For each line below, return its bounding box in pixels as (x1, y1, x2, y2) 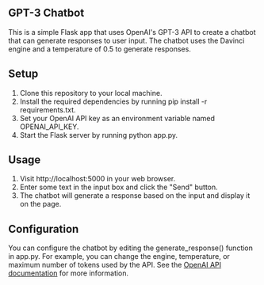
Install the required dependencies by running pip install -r (19, 97, 208, 106)
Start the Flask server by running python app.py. (19, 130, 178, 139)
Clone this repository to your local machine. (19, 88, 163, 97)
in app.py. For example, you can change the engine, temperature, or (8, 252, 230, 261)
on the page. (19, 199, 62, 209)
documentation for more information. (8, 268, 129, 278)
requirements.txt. (19, 104, 77, 114)
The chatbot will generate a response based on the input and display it (19, 191, 251, 200)
